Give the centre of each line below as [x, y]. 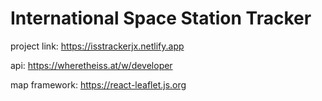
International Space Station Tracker [161, 18]
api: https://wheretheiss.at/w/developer [91, 65]
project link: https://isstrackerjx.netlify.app [97, 46]
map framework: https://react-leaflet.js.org [98, 84]
